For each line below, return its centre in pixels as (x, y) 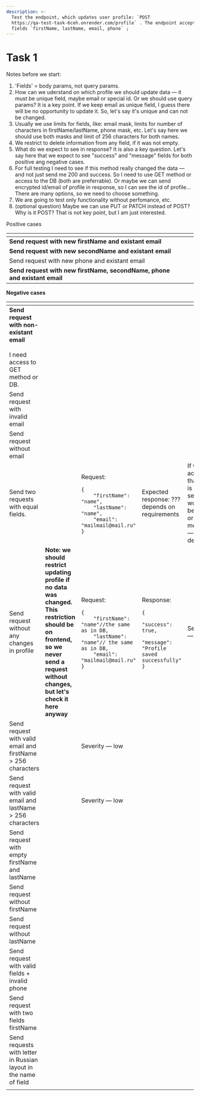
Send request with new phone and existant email (77, 261)
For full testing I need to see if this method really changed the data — (99, 168)
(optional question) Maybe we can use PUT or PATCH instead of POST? (102, 206)
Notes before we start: (34, 75)
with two (21, 1013)
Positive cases (24, 224)
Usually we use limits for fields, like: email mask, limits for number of (99, 124)
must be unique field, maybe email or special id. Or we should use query (103, 98)
